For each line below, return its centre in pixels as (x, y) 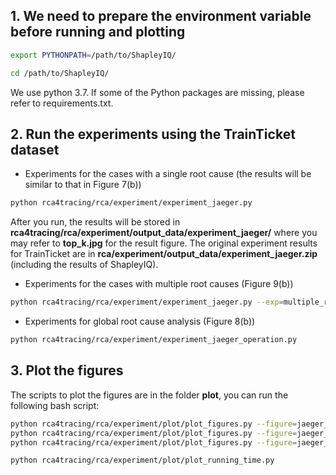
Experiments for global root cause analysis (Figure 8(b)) (140, 321)
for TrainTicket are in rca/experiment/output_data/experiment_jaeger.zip (164, 254)
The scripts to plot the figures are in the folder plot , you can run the (149, 395)
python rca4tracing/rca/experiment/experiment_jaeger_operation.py (154, 340)
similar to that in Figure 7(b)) (83, 185)
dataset (35, 149)
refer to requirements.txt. (62, 103)
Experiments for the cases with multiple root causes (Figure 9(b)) (159, 284)
